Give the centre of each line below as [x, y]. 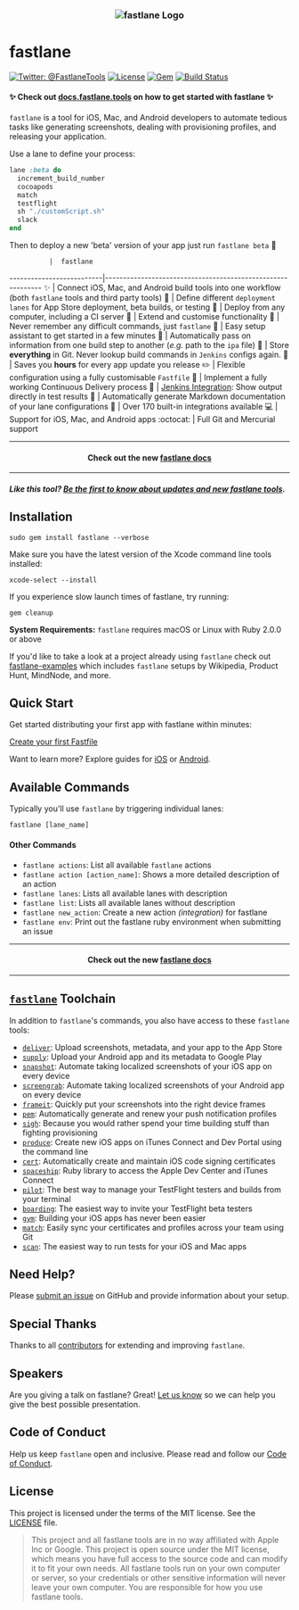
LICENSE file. [33, 1523]
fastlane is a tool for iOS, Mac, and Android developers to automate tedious [148, 118]
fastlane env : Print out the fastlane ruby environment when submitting [152, 921]
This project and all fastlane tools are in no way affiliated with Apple [155, 1539]
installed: [26, 563]
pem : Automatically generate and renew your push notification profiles [149, 1113]
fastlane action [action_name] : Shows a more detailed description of [151, 874]
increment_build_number [61, 178]
